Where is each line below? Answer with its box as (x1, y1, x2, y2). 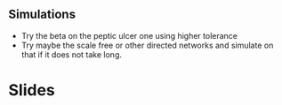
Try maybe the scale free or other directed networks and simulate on (20, 40, 274, 50)
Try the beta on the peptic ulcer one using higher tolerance (20, 30, 238, 41)
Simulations (8, 7, 77, 22)
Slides (8, 80, 55, 100)
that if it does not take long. (20, 49, 122, 60)
